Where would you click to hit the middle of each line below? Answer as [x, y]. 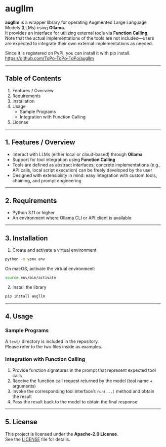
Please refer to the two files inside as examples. [54, 346]
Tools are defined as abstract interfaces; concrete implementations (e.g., [86, 165]
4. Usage [19, 316]
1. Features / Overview [40, 142]
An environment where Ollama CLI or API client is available [72, 218]
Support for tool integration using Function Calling [64, 160]
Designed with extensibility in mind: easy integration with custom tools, [84, 175]
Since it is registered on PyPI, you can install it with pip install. [68, 53]
